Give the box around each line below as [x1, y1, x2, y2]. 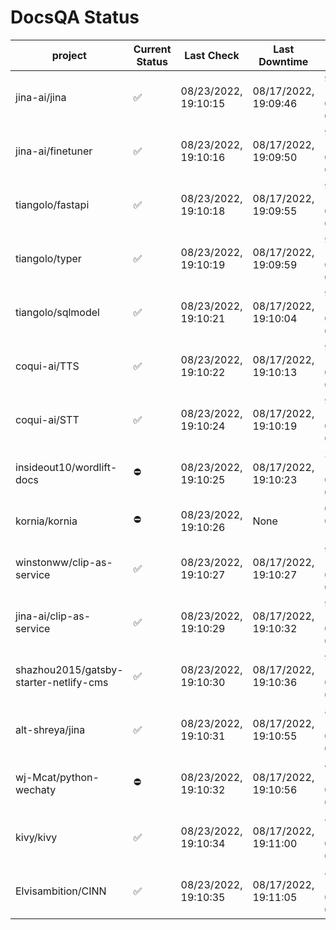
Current [133, 42, 172, 56]
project [51, 48, 87, 62]
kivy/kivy [15, 830, 58, 844]
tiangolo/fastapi [15, 197, 90, 211]
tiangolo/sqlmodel [15, 305, 100, 319]
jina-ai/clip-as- [15, 609, 92, 623]
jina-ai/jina [15, 90, 67, 104]
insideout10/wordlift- [15, 460, 118, 474]
